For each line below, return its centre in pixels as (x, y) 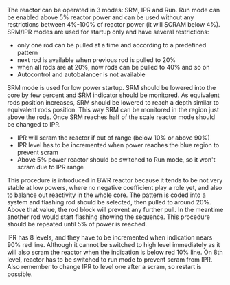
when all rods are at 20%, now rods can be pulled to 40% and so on (113, 67)
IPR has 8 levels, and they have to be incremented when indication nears (110, 237)
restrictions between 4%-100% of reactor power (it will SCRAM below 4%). (114, 24)
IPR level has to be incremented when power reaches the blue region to (118, 145)
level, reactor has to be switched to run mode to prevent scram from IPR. (110, 260)
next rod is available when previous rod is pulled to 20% (96, 60)
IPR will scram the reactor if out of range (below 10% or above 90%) (114, 138)
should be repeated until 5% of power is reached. (77, 224)
